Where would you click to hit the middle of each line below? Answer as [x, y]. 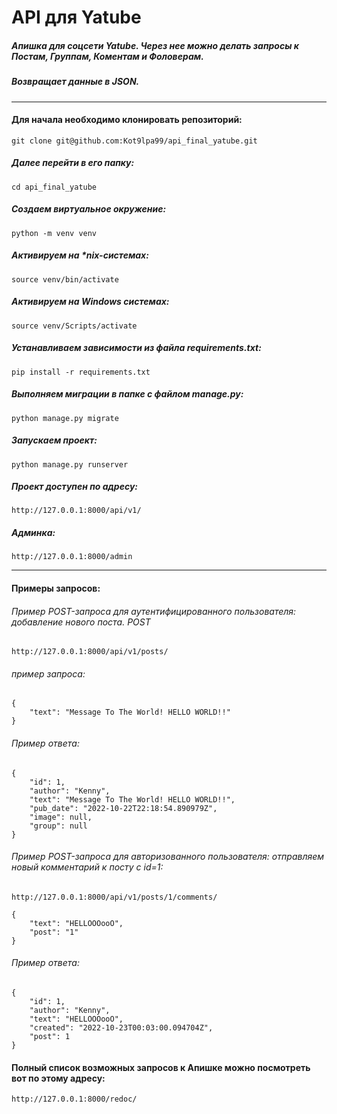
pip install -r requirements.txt [81, 372]
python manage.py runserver [70, 464]
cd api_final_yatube [54, 187]
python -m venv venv [54, 233]
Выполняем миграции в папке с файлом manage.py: [127, 394]
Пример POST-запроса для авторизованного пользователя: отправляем [168, 857]
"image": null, [61, 817]
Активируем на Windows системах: [90, 302]
